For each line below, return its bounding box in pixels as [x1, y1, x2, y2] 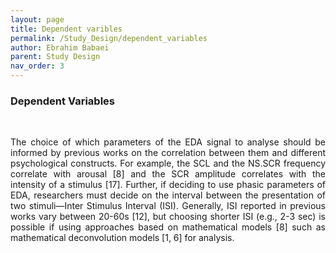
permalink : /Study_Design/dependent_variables [10, 33, 208, 43]
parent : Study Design [10, 52, 101, 62]
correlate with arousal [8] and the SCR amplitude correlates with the [10, 168, 326, 180]
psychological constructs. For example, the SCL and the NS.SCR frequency [10, 157, 326, 170]
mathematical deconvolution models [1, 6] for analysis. [10, 232, 235, 244]
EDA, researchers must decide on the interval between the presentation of [10, 189, 326, 201]
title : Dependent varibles [10, 24, 123, 34]
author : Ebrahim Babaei [10, 42, 110, 53]
